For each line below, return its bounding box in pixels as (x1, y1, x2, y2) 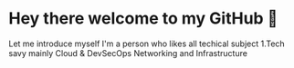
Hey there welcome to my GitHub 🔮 (8, 8, 278, 29)
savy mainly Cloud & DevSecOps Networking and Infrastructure (8, 47, 248, 58)
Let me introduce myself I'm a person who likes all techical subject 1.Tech (8, 38, 285, 49)
